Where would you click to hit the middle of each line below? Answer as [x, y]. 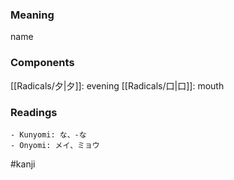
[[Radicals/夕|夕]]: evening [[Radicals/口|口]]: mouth [117, 85]
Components [42, 63]
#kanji [23, 164]
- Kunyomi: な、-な [48, 134]
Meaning [32, 15]
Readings [34, 112]
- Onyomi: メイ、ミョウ [55, 145]
